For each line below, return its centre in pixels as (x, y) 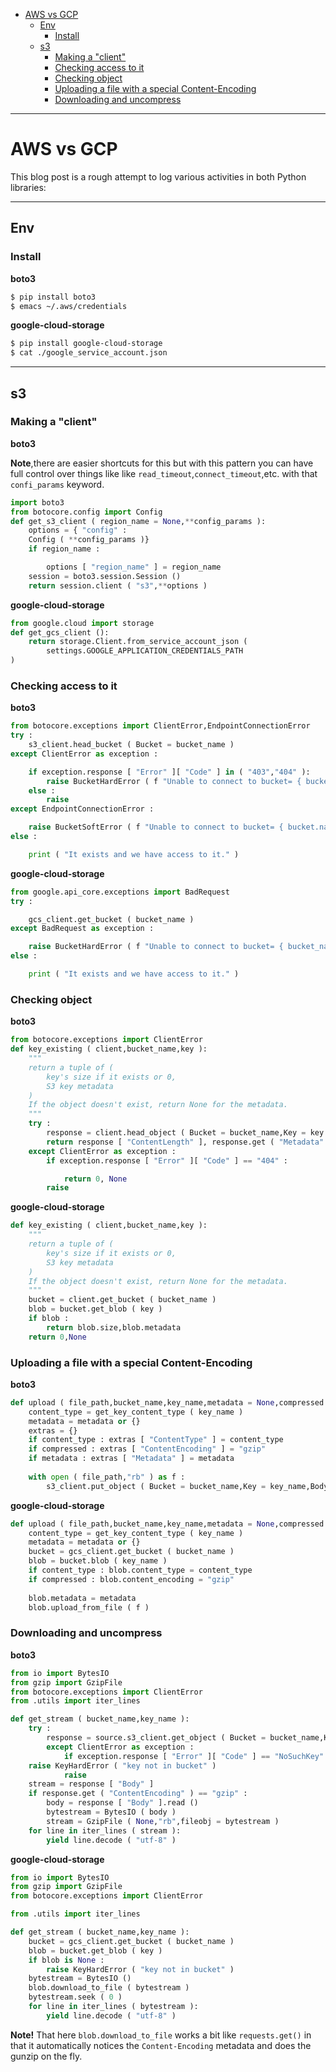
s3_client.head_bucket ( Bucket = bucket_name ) (131, 745)
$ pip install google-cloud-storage (86, 344)
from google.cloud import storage (82, 623)
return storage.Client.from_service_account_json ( (138, 642)
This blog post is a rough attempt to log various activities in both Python (158, 176)
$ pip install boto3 (53, 297)
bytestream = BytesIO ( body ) (111, 1812)
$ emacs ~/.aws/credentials (69, 306)
